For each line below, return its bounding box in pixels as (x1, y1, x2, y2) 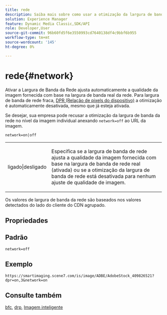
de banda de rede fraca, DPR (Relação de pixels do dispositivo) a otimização (5, 97, 162, 103)
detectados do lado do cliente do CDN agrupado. (5, 202, 106, 208)
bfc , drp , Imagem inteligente (5, 305, 63, 311)
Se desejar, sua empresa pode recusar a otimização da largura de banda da (5, 112, 161, 118)
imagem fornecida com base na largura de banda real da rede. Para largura (5, 92, 160, 98)
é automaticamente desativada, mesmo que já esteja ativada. (5, 103, 131, 109)
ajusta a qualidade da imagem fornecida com (51, 154, 157, 161)
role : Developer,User (5, 26, 50, 31)
